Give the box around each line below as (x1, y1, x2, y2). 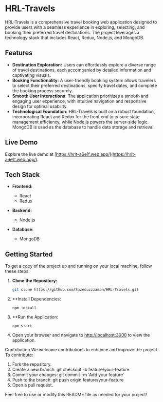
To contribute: (5, 352, 33, 358)
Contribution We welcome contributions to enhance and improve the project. (5, 347, 159, 353)
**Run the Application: (12, 314, 58, 320)
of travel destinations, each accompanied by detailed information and (12, 67, 152, 73)
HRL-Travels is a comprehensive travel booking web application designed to (5, 19, 157, 25)
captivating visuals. (12, 72, 51, 78)
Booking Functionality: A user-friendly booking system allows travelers (12, 77, 156, 83)
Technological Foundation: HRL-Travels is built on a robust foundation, (12, 108, 155, 114)
